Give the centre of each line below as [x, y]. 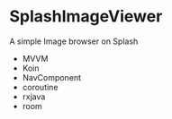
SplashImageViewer [86, 17]
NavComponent [52, 77]
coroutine [40, 87]
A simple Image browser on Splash [74, 41]
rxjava [34, 97]
